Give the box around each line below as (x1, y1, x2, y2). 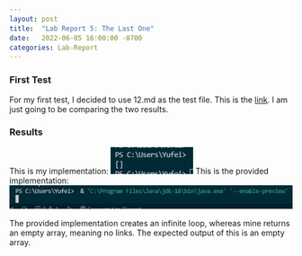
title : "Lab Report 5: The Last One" (9, 23, 155, 33)
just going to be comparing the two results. (9, 103, 169, 114)
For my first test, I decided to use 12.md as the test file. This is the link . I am (9, 94, 289, 105)
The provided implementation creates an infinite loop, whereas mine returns (9, 217, 290, 228)
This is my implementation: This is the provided (9, 165, 270, 176)
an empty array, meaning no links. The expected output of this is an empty (9, 227, 285, 238)
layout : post (9, 14, 58, 23)
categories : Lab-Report (9, 43, 99, 52)
